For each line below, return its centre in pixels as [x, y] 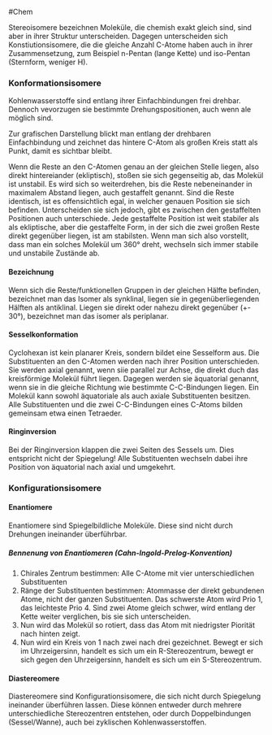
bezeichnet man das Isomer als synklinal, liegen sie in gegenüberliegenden [134, 298]
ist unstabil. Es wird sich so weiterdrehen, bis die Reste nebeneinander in [131, 184]
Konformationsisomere [55, 83]
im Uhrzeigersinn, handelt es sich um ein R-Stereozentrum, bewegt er [137, 651]
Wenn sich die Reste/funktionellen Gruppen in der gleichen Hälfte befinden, [135, 290]
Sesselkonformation [43, 335]
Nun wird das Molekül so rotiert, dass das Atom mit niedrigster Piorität [138, 625]
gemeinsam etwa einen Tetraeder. [65, 413]
